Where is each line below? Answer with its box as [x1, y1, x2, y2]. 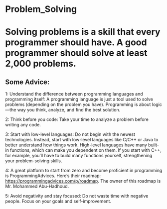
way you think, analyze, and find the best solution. [17, 107, 121, 113]
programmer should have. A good [5, 37, 147, 48]
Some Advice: [5, 78, 50, 86]
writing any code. [5, 122, 41, 128]
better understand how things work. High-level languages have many [5, 142, 147, 148]
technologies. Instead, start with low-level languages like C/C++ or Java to [5, 137, 159, 143]
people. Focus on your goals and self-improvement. [5, 198, 111, 205]
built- [148, 142, 160, 148]
